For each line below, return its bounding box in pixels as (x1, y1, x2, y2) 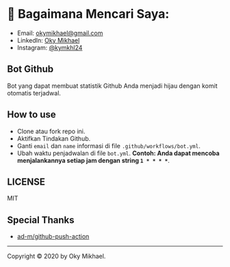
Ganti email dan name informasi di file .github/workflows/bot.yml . (16, 141, 201, 150)
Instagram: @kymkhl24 (16, 43, 83, 51)
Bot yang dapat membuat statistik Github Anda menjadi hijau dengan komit (7, 82, 218, 90)
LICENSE (7, 176, 46, 187)
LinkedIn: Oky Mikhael (16, 36, 80, 44)
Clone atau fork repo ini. (16, 127, 86, 135)
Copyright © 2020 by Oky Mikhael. (7, 252, 106, 260)
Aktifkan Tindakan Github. (16, 134, 91, 143)
